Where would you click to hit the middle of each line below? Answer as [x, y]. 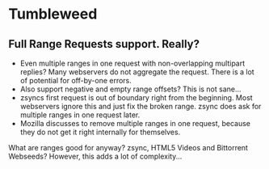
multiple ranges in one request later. [80, 115]
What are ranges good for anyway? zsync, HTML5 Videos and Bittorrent [128, 148]
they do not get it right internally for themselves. [100, 132]
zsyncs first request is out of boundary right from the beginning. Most [136, 97]
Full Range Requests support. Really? [104, 44]
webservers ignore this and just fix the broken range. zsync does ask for [141, 106]
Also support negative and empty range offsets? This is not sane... [130, 89]
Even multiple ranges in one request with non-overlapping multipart [132, 63]
